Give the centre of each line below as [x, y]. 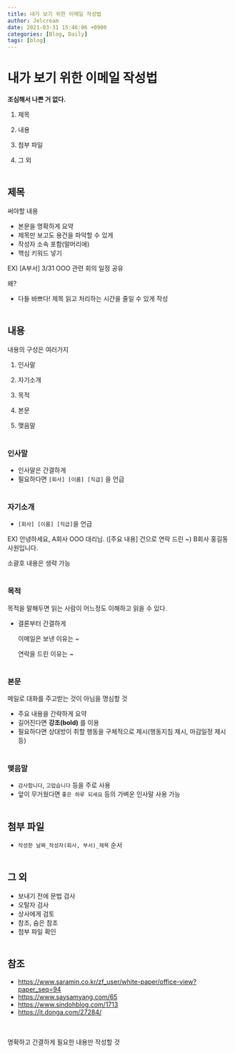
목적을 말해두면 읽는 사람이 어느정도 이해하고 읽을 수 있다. [87, 608]
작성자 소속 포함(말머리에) [54, 244]
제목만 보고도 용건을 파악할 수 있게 [65, 235]
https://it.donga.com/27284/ [60, 1012]
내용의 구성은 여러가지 [38, 349]
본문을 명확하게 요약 [45, 226]
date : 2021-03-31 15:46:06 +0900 [57, 27]
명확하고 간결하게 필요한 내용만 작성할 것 [64, 1042]
